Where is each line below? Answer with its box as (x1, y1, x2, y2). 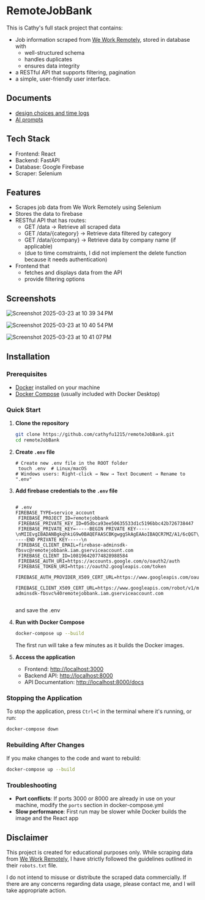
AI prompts (15, 116, 43, 123)
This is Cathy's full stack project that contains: (6, 24, 124, 31)
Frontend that (15, 262, 50, 270)
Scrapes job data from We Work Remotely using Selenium (15, 203, 161, 211)
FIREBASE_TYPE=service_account (15, 510, 95, 516)
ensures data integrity (24, 62, 80, 69)
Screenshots (6, 293, 56, 304)
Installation (6, 351, 50, 361)
